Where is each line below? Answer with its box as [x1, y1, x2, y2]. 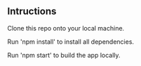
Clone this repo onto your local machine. [7, 24, 125, 32]
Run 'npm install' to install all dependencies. [7, 38, 135, 46]
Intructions [7, 6, 57, 17]
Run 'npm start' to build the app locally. [7, 51, 121, 59]
